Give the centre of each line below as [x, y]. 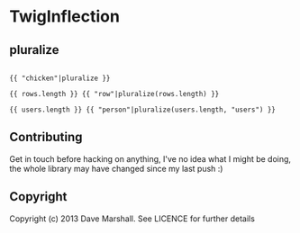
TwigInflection [64, 17]
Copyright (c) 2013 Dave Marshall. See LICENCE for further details [132, 219]
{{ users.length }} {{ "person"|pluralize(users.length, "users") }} [143, 110]
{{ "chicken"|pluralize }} [60, 78]
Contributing [46, 137]
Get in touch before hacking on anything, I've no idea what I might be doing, [150, 158]
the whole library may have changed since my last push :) [116, 168]
